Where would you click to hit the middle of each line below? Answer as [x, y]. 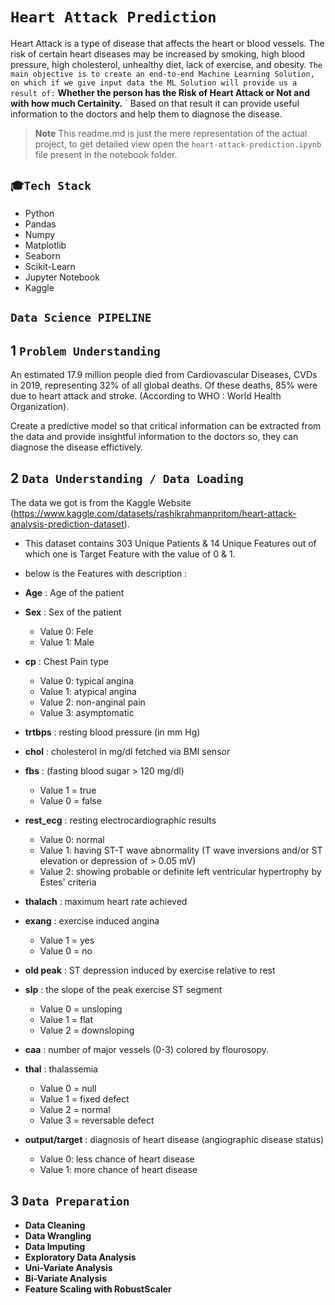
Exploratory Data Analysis [80, 1257]
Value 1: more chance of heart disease [118, 1169]
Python [39, 213]
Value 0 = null [68, 1088]
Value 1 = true [68, 790]
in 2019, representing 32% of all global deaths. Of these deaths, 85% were [164, 385]
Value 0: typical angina [87, 680]
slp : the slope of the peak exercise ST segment [123, 989]
